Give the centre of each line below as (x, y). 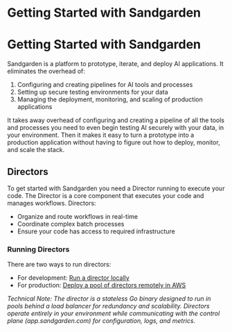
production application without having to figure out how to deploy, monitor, (114, 142)
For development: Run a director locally (73, 278)
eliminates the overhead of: (46, 72)
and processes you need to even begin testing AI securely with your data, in (116, 128)
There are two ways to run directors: (59, 265)
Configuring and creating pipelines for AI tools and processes (105, 85)
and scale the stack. (36, 150)
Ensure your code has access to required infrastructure (96, 231)
